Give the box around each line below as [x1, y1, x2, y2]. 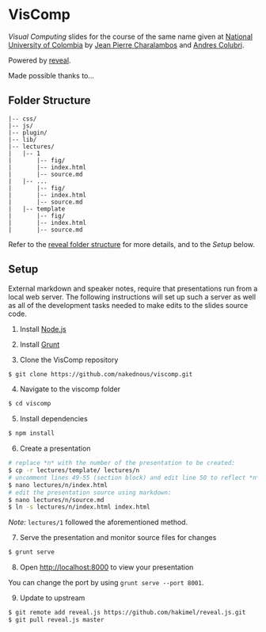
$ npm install [8, 429, 55, 437]
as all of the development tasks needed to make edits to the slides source [8, 300, 249, 310]
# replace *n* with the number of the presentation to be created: [8, 459, 236, 467]
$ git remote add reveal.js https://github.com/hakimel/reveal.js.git [8, 608, 246, 617]
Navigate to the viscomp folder [19, 384, 121, 394]
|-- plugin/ [8, 128, 47, 136]
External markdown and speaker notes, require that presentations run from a [8, 284, 258, 293]
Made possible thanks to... [8, 70, 95, 80]
